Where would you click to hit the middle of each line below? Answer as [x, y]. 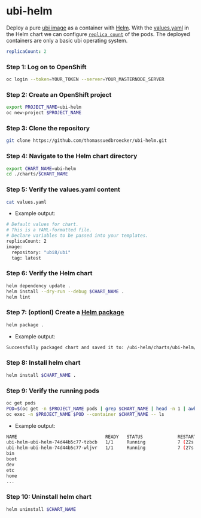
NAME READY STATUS [75, 437]
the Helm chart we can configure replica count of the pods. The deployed [98, 34]
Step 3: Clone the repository [48, 128]
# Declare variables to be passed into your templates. [77, 236]
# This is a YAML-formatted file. [49, 230]
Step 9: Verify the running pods [53, 391]
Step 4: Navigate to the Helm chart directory [72, 156]
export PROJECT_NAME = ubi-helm [44, 107]
